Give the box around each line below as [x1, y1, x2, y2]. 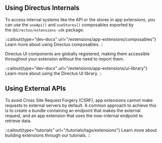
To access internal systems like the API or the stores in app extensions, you [5, 16, 156, 22]
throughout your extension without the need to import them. [5, 56, 124, 62]
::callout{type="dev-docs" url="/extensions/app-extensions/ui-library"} [5, 65, 148, 71]
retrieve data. [5, 118, 32, 124]
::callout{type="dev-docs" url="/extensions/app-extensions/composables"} [5, 36, 156, 42]
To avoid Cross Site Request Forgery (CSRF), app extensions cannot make [5, 97, 153, 103]
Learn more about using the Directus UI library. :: [5, 70, 103, 76]
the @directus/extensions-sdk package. [5, 27, 85, 33]
